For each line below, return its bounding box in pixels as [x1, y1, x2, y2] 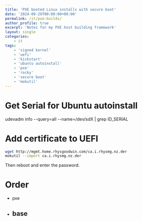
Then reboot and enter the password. [5, 162, 80, 168]
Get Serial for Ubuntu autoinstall [5, 100, 138, 111]
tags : [5, 43, 16, 48]
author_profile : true [5, 20, 49, 26]
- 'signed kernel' [14, 47, 51, 52]
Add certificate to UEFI [5, 133, 98, 144]
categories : [5, 34, 29, 39]
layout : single [5, 30, 36, 34]
